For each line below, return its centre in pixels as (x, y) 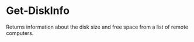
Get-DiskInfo (38, 11)
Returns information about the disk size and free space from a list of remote (97, 27)
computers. (20, 33)
